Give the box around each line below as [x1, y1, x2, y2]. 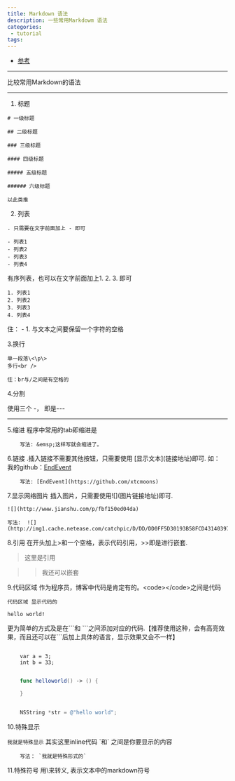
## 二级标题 [7, 128, 38, 135]
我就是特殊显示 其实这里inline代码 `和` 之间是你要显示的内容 [7, 737, 173, 746]
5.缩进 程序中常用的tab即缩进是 [7, 426, 97, 434]
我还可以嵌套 [41, 568, 79, 577]
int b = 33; [20, 659, 55, 667]
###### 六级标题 [7, 183, 50, 190]
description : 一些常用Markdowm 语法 [7, 17, 108, 24]
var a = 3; [20, 653, 52, 660]
